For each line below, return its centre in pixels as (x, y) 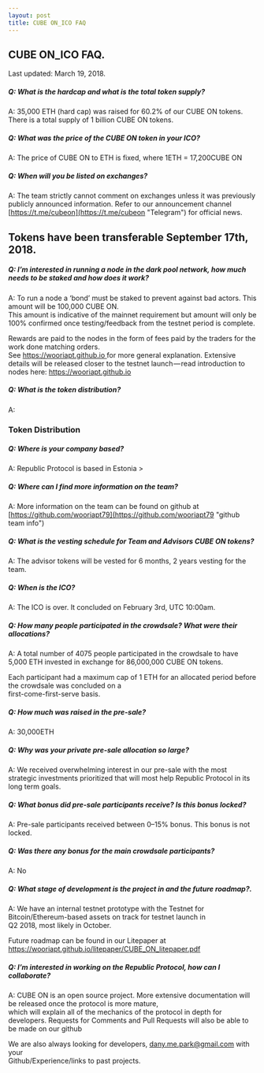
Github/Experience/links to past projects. (74, 1061)
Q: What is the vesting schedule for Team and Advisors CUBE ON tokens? (131, 541)
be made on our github (45, 1029)
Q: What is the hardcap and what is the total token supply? (107, 91)
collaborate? (30, 975)
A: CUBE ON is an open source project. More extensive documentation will (129, 995)
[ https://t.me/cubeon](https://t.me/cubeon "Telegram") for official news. (125, 213)
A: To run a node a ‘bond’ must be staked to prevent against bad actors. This (132, 298)
